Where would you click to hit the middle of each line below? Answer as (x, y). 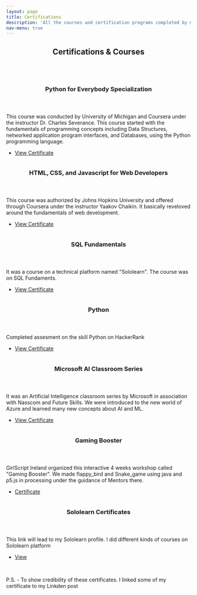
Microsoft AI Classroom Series (98, 369)
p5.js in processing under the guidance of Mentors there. (75, 480)
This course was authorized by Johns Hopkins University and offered (90, 200)
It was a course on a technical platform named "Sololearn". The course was (97, 272)
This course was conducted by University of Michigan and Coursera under (96, 116)
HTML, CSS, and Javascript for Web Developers (98, 173)
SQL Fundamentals (98, 244)
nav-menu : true (25, 28)
